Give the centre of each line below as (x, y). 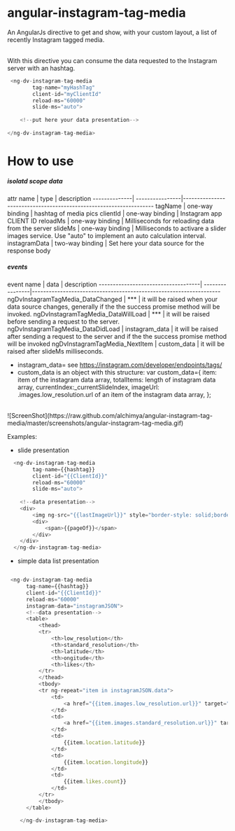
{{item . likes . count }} (95, 782)
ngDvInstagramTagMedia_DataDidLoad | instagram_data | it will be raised (113, 329)
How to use (41, 161)
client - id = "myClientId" (67, 94)
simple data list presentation (58, 561)
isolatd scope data (35, 181)
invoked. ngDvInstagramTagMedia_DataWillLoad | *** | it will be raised (108, 314)
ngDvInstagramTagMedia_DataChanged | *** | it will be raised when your (113, 299)
